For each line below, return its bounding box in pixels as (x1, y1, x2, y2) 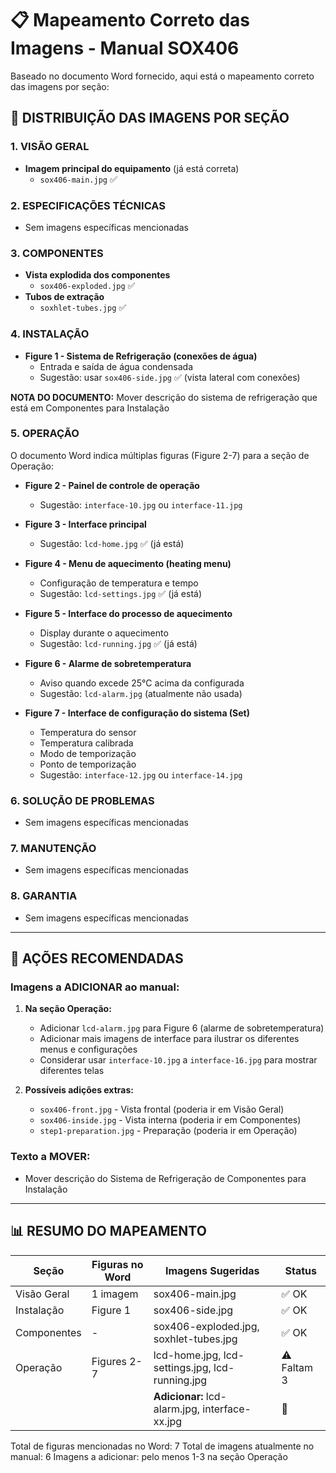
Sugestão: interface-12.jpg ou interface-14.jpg (39, 768, 243, 781)
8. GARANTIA (10, 889, 78, 903)
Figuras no (91, 1257, 144, 1271)
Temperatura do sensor (39, 726, 137, 738)
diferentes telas (39, 1065, 105, 1077)
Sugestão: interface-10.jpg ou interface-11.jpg (39, 498, 243, 511)
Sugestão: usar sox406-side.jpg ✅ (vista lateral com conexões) (39, 371, 301, 383)
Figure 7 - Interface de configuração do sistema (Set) (24, 707, 251, 719)
